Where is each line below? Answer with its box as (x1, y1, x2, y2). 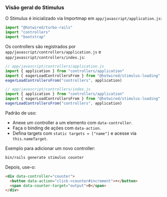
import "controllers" (5, 30, 51, 35)
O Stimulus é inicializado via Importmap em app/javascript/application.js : (5, 16, 162, 22)
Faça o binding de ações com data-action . (12, 125, 101, 131)
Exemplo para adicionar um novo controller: (5, 145, 95, 151)
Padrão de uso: (5, 110, 37, 116)
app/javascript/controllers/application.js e (5, 49, 101, 55)
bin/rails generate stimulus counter (5, 155, 84, 160)
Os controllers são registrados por (5, 43, 76, 49)
